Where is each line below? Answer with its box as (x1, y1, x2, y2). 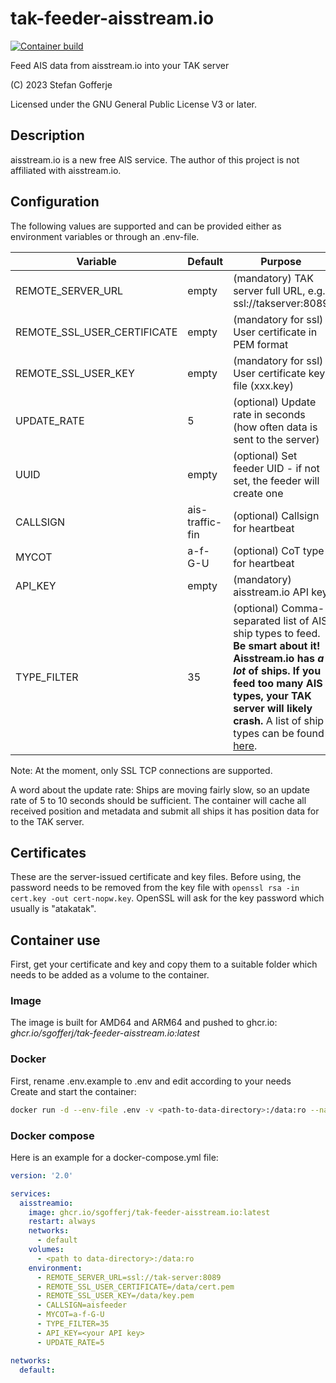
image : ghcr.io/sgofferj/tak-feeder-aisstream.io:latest (28, 1207, 271, 1217)
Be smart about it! (233, 638, 321, 652)
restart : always (28, 1217, 97, 1227)
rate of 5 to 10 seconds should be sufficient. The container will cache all (10, 794, 307, 806)
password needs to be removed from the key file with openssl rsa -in (10, 882, 300, 894)
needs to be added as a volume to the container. (10, 969, 210, 981)
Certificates (10, 844, 87, 861)
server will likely (233, 701, 313, 715)
